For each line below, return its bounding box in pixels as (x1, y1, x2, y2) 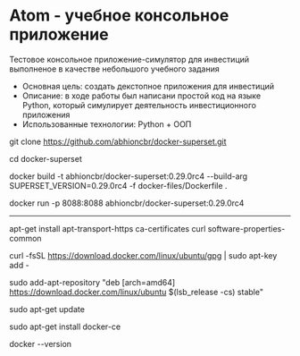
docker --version (9, 338, 72, 349)
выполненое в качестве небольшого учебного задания (9, 64, 221, 74)
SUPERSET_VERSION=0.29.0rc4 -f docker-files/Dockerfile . (9, 180, 228, 191)
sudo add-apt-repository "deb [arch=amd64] (9, 276, 176, 287)
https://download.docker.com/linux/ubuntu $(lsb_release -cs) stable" (9, 286, 263, 297)
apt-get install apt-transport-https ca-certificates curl (9, 223, 206, 233)
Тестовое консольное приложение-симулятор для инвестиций (9, 54, 250, 64)
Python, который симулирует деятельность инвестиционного (21, 99, 257, 110)
